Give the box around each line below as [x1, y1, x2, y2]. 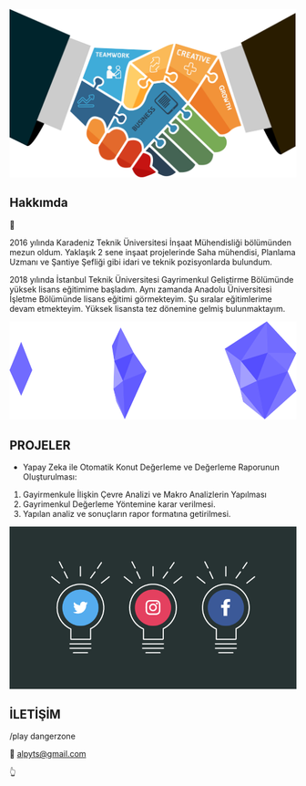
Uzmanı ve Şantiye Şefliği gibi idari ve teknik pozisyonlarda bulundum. [9, 256, 273, 267]
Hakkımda [9, 195, 68, 211]
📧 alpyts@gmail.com [9, 749, 87, 760]
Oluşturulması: [22, 471, 77, 482]
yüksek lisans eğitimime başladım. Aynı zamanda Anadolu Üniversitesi [9, 284, 272, 295]
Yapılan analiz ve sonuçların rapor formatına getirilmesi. [22, 509, 231, 520]
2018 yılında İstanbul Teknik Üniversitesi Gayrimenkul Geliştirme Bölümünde [9, 274, 294, 284]
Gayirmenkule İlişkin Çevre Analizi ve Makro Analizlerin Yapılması [22, 489, 267, 501]
